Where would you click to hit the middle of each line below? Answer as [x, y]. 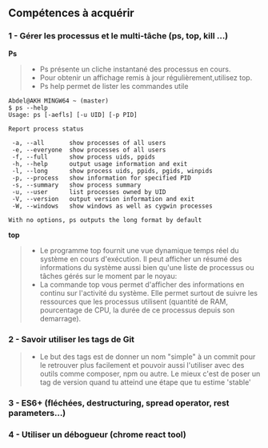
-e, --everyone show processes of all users [89, 150]
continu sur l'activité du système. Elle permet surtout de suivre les [149, 293]
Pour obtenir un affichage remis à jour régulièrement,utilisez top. [146, 77]
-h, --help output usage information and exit [100, 163]
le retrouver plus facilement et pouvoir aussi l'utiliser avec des [142, 365]
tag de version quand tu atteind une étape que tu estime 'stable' [146, 382]
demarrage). [60, 318]
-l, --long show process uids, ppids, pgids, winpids [112, 171]
